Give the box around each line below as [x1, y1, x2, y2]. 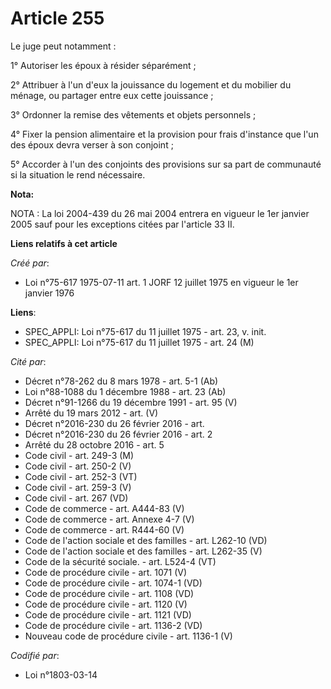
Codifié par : [10, 649, 60, 661]
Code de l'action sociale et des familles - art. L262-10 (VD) [24, 534, 268, 546]
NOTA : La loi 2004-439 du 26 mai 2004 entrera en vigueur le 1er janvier [10, 207, 310, 219]
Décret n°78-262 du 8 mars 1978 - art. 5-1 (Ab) [24, 375, 219, 387]
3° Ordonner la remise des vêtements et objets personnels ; [10, 108, 257, 121]
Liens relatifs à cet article [10, 237, 118, 249]
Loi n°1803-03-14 [24, 668, 98, 681]
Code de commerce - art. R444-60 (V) [24, 523, 185, 536]
